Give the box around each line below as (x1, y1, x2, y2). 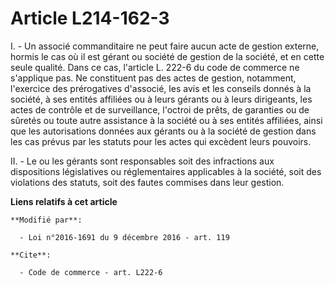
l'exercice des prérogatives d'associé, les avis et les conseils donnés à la (10, 82, 312, 94)
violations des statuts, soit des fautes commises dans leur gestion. (10, 176, 285, 188)
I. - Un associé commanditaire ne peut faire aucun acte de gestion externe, (10, 40, 320, 52)
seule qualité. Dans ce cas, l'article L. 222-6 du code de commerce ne (10, 61, 300, 73)
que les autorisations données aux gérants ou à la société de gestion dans (10, 125, 317, 137)
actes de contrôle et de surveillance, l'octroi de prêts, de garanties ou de (10, 103, 310, 116)
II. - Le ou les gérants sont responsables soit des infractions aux (10, 155, 275, 167)
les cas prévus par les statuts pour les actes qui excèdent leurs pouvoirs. (10, 135, 312, 147)
